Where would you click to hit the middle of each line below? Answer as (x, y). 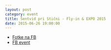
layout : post (18, 10)
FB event (21, 43)
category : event (22, 14)
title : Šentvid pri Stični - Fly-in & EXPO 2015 (55, 19)
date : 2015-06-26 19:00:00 (33, 23)
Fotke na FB (24, 37)
